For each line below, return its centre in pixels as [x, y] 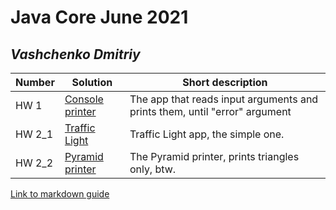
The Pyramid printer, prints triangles [214, 156]
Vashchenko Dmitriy [75, 54]
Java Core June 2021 [99, 17]
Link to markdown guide [60, 194]
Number [35, 82]
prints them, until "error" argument [210, 111]
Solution [92, 82]
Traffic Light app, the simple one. [207, 134]
